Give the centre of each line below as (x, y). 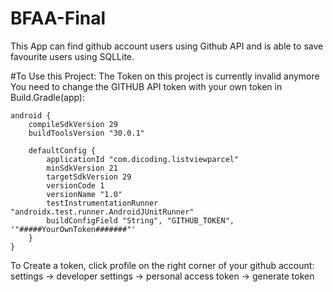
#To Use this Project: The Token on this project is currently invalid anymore (165, 76)
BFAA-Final (58, 18)
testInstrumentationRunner (102, 203)
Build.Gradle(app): (48, 97)
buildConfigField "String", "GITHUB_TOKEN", (140, 220)
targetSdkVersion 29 (89, 177)
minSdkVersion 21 (82, 168)
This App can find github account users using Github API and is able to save (167, 46)
